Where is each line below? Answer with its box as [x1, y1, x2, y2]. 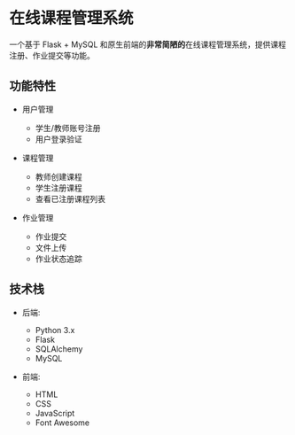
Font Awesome [35, 417, 90, 428]
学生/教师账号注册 [35, 122, 101, 133]
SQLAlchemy [35, 343, 83, 354]
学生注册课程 [35, 183, 82, 193]
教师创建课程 [35, 171, 82, 182]
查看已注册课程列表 [35, 193, 106, 204]
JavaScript [35, 408, 75, 418]
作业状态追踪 [35, 253, 82, 264]
